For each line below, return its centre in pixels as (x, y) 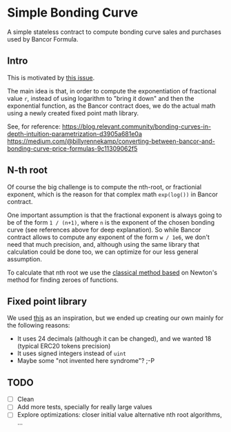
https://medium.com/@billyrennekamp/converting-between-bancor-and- (111, 141)
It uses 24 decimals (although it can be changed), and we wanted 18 (114, 339)
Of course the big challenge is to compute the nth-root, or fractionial (104, 187)
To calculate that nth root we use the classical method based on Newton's (112, 272)
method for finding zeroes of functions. (63, 280)
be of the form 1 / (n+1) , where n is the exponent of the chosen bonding (111, 222)
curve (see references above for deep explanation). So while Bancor (104, 229)
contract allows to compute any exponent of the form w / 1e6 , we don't (109, 237)
